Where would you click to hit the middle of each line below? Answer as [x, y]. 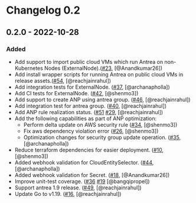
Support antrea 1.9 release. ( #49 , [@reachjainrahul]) [78, 188]
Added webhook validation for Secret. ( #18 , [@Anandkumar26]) [92, 175]
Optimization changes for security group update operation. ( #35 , [102, 137]
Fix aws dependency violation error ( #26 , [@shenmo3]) [91, 131]
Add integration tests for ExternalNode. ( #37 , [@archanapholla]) [92, 87]
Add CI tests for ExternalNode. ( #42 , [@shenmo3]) [76, 93]
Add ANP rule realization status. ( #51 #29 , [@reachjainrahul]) [89, 112]
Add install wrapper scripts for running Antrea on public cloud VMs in [99, 74]
